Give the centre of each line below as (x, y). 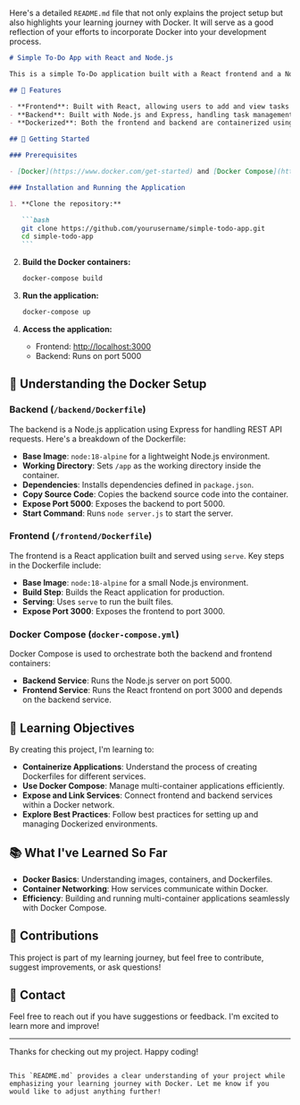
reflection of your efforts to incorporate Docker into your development (138, 32)
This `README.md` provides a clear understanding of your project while (147, 1076)
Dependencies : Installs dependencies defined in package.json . (138, 484)
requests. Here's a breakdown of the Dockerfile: (97, 439)
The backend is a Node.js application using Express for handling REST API (146, 429)
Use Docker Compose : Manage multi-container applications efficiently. (154, 785)
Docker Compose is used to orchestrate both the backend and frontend (141, 654)
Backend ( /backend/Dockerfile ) (78, 409)
